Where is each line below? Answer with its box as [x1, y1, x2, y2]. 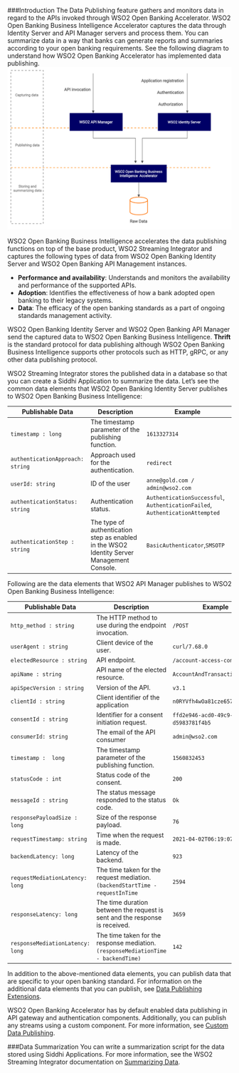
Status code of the [95, 770, 151, 779]
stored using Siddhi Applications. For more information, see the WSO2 [7, 1050, 213, 1059]
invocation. [95, 628, 129, 637]
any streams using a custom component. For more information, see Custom [7, 1021, 229, 1030]
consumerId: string [10, 733, 68, 740]
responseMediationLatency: [10, 940, 90, 947]
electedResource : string [10, 657, 87, 664]
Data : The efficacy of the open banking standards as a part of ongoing [17, 303, 225, 312]
